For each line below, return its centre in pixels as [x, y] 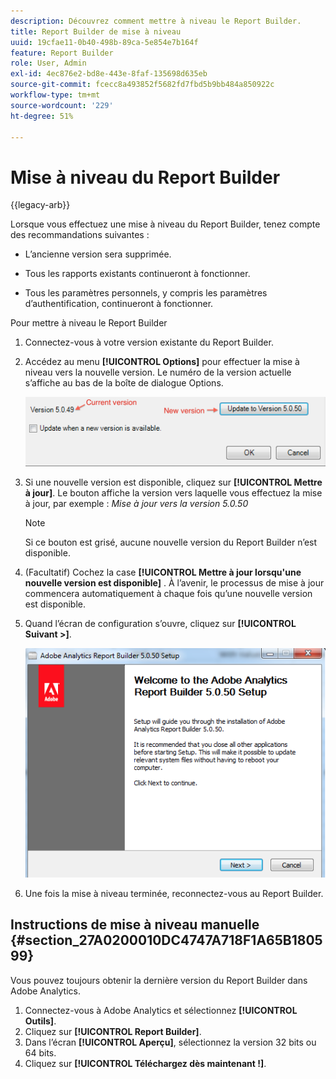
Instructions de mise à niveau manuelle [135, 925]
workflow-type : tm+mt [55, 95]
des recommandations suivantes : [80, 235]
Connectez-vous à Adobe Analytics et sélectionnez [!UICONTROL [161, 1010]
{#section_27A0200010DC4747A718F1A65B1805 [166, 940]
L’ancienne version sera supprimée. [98, 254]
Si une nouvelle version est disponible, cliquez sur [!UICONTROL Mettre [173, 482]
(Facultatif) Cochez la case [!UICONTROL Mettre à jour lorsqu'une [163, 572]
